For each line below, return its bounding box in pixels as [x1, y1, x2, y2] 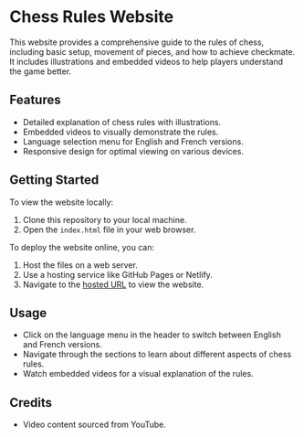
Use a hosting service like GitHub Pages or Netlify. [22, 269, 213, 280]
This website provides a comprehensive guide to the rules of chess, [9, 37, 265, 48]
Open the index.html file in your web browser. [22, 224, 196, 235]
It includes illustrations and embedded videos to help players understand [9, 56, 284, 67]
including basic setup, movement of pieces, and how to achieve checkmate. [9, 46, 296, 57]
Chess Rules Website [9, 6, 174, 27]
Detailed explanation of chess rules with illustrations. [22, 116, 222, 127]
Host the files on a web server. [22, 259, 139, 271]
